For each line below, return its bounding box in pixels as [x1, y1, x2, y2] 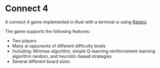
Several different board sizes [12, 58, 70, 64]
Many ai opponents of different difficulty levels [12, 43, 106, 49]
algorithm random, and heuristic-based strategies [12, 53, 112, 59]
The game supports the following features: [5, 28, 90, 34]
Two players [12, 37, 37, 44]
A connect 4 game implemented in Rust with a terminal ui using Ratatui [5, 19, 147, 25]
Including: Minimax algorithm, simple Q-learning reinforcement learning [12, 48, 156, 54]
